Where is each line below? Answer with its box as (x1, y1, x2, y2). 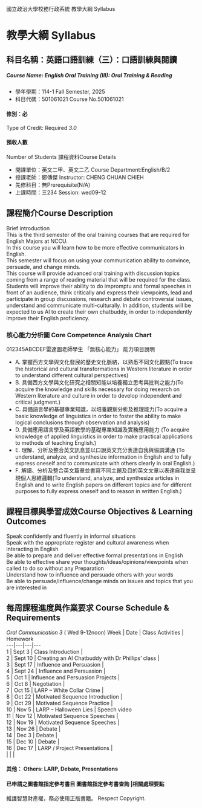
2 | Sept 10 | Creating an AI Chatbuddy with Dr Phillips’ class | (6, 654, 160, 662)
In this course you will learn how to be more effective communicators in (6, 244, 184, 251)
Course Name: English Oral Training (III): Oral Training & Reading (6, 72, 172, 79)
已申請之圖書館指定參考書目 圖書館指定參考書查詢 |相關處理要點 (6, 780, 165, 787)
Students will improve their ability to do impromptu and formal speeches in (6, 282, 192, 289)
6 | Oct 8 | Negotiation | (6, 680, 65, 687)
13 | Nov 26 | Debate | (6, 725, 61, 732)
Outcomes (6, 516, 47, 527)
